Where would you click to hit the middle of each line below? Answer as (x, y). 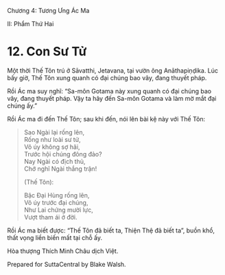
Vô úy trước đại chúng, (56, 202)
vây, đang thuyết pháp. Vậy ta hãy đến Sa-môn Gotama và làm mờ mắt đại (112, 98)
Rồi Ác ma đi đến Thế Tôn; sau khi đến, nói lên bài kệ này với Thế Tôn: (106, 119)
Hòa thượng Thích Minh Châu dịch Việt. (63, 251)
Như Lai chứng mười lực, (59, 210)
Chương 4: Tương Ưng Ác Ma (48, 11)
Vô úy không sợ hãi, (52, 147)
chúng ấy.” (22, 106)
